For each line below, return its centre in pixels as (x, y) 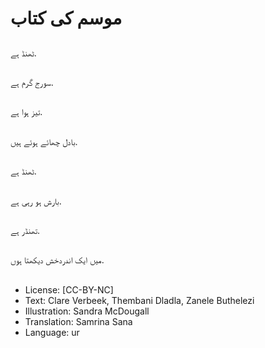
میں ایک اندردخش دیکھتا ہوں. (57, 260)
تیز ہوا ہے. (26, 112)
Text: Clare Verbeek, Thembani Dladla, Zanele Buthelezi (139, 300)
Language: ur (52, 332)
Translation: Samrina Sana (78, 321)
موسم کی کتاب (66, 18)
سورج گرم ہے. (32, 82)
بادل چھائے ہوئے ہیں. (44, 141)
